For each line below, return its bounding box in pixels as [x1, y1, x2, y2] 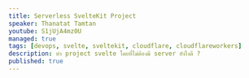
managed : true [8, 34, 57, 43]
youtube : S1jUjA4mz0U [8, 27, 82, 35]
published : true [8, 58, 63, 66]
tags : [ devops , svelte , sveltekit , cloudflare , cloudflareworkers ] [8, 42, 242, 50]
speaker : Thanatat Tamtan [8, 19, 96, 28]
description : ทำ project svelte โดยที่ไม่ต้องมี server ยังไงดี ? [8, 50, 201, 58]
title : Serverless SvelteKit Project [8, 11, 137, 20]
